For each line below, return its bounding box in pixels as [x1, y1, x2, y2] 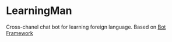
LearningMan [6, 4, 72, 17]
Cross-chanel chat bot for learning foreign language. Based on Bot [6, 23, 166, 30]
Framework [6, 29, 33, 36]
